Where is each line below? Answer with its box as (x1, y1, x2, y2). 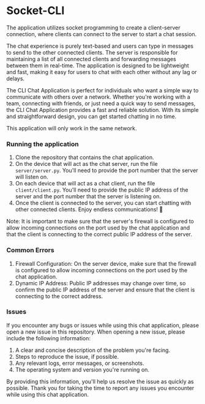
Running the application (6, 140, 79, 148)
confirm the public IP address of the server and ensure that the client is (15, 286, 195, 293)
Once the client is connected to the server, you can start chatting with (15, 200, 192, 207)
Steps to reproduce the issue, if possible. (15, 353, 119, 360)
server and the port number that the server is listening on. (15, 193, 161, 200)
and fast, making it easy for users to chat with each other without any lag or (6, 68, 197, 75)
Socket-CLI (6, 4, 65, 18)
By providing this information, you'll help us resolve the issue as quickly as (6, 378, 194, 385)
